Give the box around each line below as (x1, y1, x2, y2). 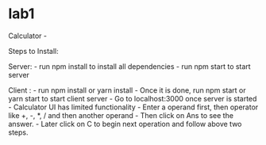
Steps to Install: (8, 46, 60, 55)
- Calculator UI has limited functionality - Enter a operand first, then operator (8, 102, 259, 112)
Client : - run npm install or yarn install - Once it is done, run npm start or (8, 85, 246, 95)
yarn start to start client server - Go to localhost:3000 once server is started (8, 93, 257, 103)
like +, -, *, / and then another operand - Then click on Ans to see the (8, 110, 234, 120)
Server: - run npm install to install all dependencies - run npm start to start (8, 61, 252, 71)
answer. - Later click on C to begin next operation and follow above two (8, 119, 242, 128)
